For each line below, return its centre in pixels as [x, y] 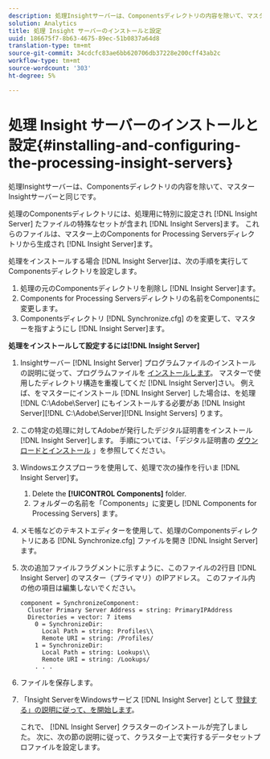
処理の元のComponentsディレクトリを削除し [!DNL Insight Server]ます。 [140, 288]
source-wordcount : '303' [50, 68]
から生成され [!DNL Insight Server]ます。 [90, 243]
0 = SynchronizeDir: [69, 624]
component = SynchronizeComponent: [80, 603]
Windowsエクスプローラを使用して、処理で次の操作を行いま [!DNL [130, 467]
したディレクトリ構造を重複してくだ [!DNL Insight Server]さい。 [133, 383]
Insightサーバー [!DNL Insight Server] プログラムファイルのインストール [138, 363]
